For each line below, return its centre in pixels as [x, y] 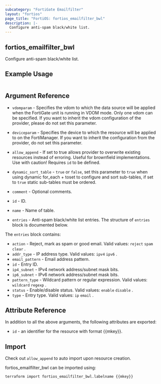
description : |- [21, 23]
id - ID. [19, 201]
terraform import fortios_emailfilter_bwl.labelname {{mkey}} [69, 377]
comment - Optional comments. [42, 192]
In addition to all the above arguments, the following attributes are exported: [81, 322]
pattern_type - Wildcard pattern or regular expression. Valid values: [80, 280]
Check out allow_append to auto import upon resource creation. [68, 358]
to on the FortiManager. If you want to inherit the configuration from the [83, 137]
